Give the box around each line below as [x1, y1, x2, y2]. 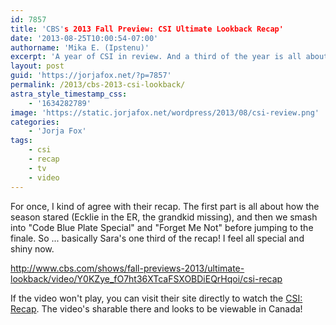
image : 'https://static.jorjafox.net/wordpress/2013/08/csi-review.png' [10, 107, 320, 118]
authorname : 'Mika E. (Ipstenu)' [10, 42, 150, 53]
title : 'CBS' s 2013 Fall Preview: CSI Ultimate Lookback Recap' [10, 24, 284, 34]
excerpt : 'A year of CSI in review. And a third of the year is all [10, 52, 302, 62]
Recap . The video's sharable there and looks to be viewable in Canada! [10, 302, 303, 315]
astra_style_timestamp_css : [10, 89, 128, 99]
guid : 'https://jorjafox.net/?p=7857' [10, 71, 172, 81]
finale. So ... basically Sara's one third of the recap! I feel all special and [10, 232, 305, 244]
